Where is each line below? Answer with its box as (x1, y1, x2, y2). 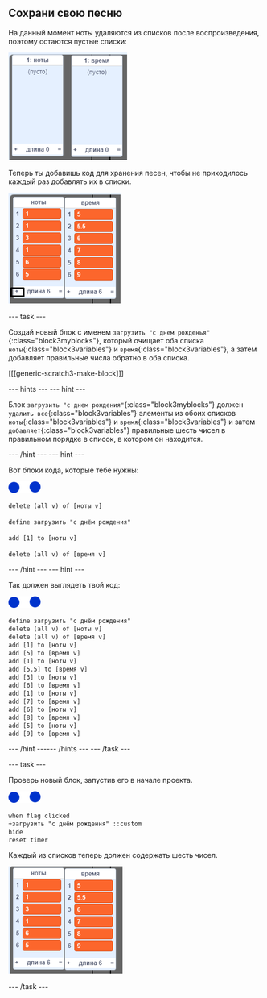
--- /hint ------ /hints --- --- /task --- (8, 743, 131, 753)
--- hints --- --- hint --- (8, 384, 86, 393)
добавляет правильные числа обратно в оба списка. (8, 352, 190, 362)
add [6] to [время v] (8, 681, 81, 689)
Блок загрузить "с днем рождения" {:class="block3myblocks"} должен (8, 399, 244, 410)
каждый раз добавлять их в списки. (8, 177, 132, 186)
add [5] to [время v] (8, 649, 81, 657)
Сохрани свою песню (8, 6, 123, 20)
